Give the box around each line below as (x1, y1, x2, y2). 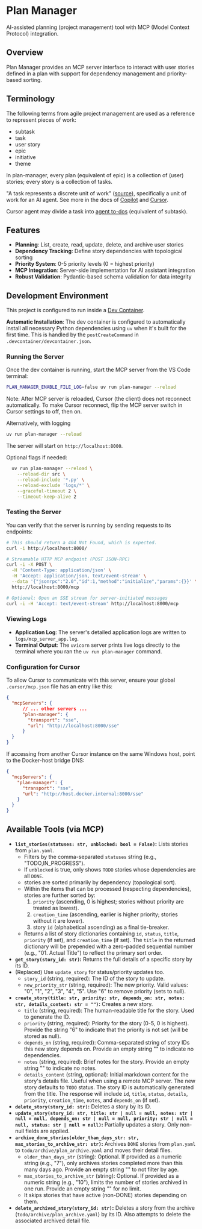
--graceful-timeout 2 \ (17, 488, 77, 494)
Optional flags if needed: (6, 454, 67, 461)
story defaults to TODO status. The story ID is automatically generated (23, 1083, 194, 1091)
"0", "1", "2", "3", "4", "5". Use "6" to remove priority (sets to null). (23, 987, 186, 995)
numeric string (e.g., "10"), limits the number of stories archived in (23, 1178, 188, 1186)
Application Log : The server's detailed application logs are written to (14, 628, 186, 636)
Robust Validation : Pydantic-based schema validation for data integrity (14, 273, 192, 280)
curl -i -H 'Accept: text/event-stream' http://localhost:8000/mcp (6, 600, 179, 606)
